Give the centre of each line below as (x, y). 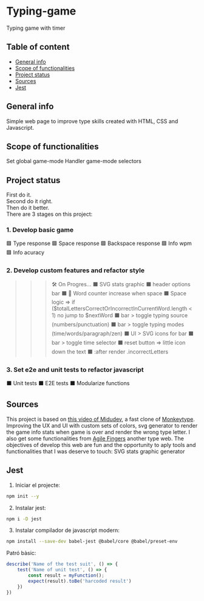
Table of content (38, 47)
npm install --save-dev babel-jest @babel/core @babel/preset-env (92, 542)
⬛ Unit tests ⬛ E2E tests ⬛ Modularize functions (68, 383)
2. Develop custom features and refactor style (75, 270)
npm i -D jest (24, 519)
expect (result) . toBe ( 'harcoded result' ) (80, 581)
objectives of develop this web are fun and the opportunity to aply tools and (101, 445)
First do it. (19, 195)
